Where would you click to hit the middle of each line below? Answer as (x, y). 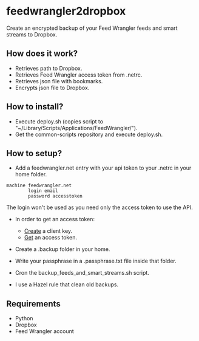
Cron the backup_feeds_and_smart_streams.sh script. (82, 273)
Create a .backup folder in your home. (62, 249)
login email (43, 191)
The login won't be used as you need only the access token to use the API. (99, 207)
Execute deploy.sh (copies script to (59, 121)
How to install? (35, 107)
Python (24, 319)
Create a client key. (48, 231)
